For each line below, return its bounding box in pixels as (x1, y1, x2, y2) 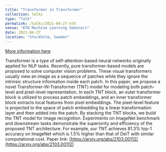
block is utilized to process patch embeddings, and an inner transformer (5, 94, 152, 100)
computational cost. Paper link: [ (5, 136, 71, 142)
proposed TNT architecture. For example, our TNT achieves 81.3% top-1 (5, 125, 152, 131)
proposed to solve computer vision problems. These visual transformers (5, 68, 152, 74)
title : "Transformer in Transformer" (5, 7, 83, 12)
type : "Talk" (5, 16, 32, 21)
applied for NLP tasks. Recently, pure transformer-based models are (5, 62, 144, 69)
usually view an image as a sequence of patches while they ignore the (5, 73, 148, 79)
